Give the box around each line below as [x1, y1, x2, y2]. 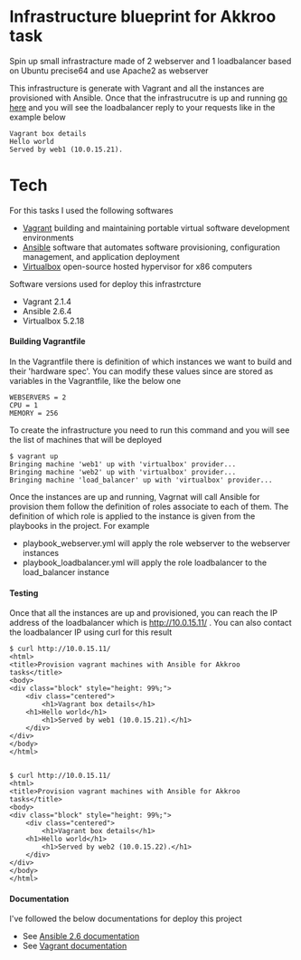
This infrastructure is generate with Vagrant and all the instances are [9, 82, 265, 93]
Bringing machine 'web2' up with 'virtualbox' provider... [9, 468, 237, 477]
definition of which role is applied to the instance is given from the [9, 511, 256, 522]
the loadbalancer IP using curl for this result [9, 627, 173, 638]
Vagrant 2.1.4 [22, 296, 72, 307]
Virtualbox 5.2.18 [22, 315, 85, 326]
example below [9, 111, 66, 122]
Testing [9, 587, 39, 599]
